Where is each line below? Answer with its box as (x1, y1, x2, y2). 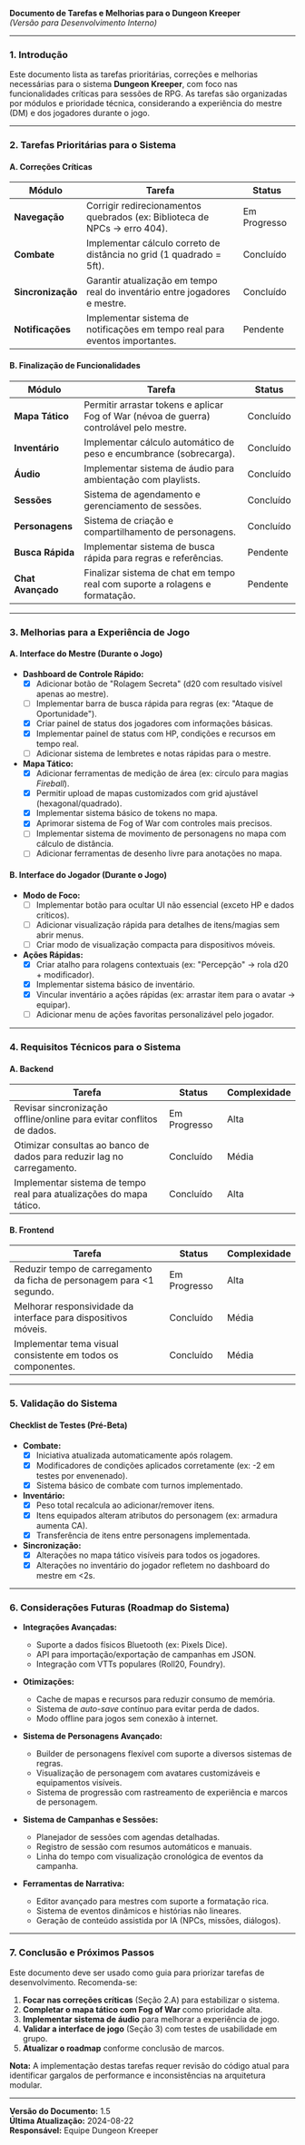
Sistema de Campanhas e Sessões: (22, 1815, 159, 1825)
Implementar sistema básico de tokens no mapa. (35, 808, 218, 819)
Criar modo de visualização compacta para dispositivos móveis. (35, 939, 276, 950)
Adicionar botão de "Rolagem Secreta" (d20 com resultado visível (35, 678, 283, 689)
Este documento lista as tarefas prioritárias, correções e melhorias (9, 69, 259, 80)
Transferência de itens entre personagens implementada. (35, 1530, 251, 1540)
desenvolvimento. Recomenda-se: (9, 1976, 138, 1987)
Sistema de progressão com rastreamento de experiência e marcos (35, 1787, 289, 1798)
